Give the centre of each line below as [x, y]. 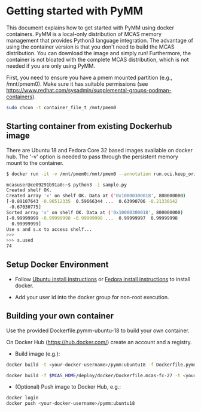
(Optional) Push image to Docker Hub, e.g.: [68, 387]
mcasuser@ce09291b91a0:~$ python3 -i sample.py [67, 185]
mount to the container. [35, 163]
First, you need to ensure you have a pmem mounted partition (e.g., [89, 77]
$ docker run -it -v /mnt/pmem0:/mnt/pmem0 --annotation [79, 174]
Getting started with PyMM [75, 11]
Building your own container [60, 316]
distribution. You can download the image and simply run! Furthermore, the [99, 53]
